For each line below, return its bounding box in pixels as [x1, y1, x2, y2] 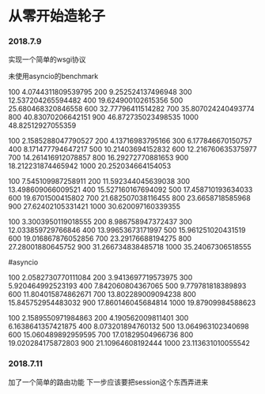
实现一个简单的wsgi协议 [8, 54, 86, 64]
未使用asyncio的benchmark [8, 72, 99, 81]
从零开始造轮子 [8, 7, 106, 25]
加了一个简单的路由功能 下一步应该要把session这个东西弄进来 [8, 377, 209, 387]
